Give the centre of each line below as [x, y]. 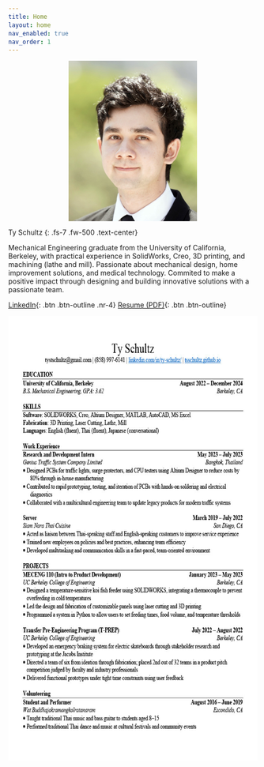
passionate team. [36, 290]
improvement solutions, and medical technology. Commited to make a [122, 273]
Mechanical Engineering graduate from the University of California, [117, 248]
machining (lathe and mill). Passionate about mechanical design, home [123, 265]
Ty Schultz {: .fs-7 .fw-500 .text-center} [73, 232]
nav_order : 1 [30, 42]
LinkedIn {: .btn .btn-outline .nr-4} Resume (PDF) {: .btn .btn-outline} [117, 305]
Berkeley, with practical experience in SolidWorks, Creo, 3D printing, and [127, 256]
